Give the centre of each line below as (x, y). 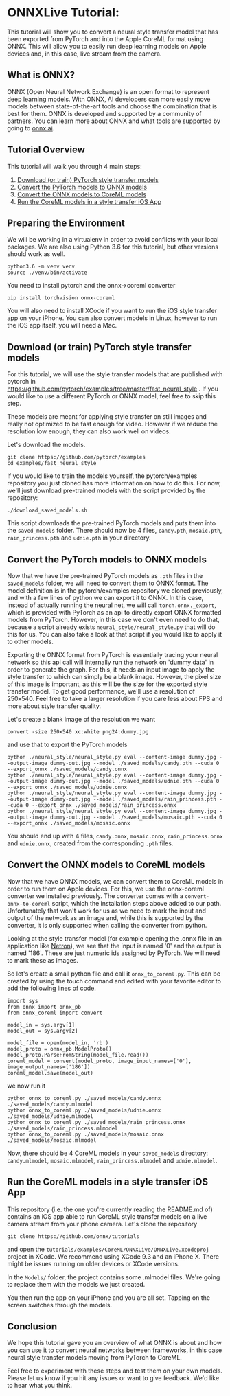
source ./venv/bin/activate (47, 273)
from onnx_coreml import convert (55, 1013)
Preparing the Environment (66, 223)
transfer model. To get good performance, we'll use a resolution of (101, 691)
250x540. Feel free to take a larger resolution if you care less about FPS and (115, 699)
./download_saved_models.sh (47, 511)
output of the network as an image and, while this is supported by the (105, 917)
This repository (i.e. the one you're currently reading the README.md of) (110, 1209)
